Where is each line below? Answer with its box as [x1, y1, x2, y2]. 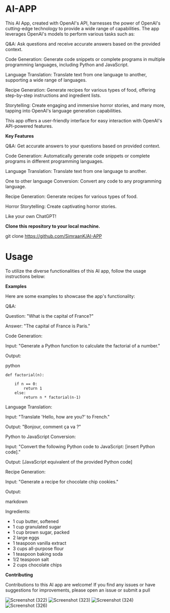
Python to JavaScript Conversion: [5, 433, 76, 440]
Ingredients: [5, 508, 31, 514]
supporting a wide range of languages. [5, 77, 87, 83]
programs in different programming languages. [5, 158, 104, 164]
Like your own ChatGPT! [5, 213, 57, 219]
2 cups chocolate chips [12, 561, 62, 568]
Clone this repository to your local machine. [5, 223, 101, 229]
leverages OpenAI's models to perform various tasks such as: [5, 31, 135, 37]
